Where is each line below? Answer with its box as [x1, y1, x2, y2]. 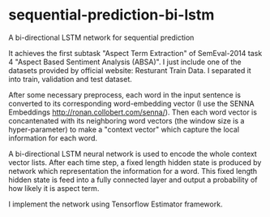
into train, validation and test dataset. [8, 74, 132, 84]
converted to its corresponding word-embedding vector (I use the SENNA [8, 98, 255, 108]
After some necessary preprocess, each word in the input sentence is [8, 89, 242, 99]
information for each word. [8, 132, 98, 143]
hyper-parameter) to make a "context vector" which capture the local [8, 124, 240, 134]
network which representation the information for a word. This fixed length [8, 166, 258, 176]
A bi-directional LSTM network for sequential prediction [8, 33, 195, 42]
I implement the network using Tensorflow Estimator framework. [8, 199, 223, 209]
